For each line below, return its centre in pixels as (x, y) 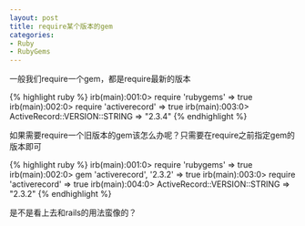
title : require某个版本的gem (61, 26)
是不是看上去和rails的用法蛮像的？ (73, 213)
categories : (32, 35)
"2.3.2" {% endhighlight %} (61, 194)
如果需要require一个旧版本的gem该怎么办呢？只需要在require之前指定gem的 (152, 135)
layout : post (34, 18)
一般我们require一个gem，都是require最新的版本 (100, 79)
